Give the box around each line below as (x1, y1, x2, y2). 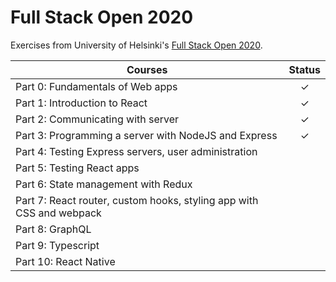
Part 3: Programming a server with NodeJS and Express (15, 128, 278, 142)
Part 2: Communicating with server (15, 112, 180, 126)
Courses (126, 62, 168, 76)
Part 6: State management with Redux (15, 177, 193, 191)
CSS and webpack (15, 206, 102, 220)
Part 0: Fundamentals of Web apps (15, 79, 178, 93)
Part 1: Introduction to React (15, 96, 148, 110)
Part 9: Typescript (15, 238, 100, 252)
